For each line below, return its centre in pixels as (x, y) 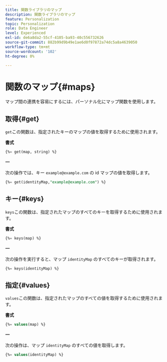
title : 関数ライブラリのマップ (33, 10)
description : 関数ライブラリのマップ (40, 14)
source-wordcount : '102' (31, 51)
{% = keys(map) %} (23, 238)
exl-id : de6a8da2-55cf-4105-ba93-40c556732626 (54, 38)
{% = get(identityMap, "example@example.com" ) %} (56, 182)
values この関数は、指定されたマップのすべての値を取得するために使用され (82, 298)
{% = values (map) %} (25, 325)
